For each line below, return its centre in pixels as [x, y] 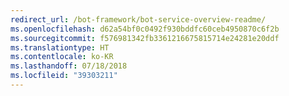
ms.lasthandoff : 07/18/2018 [69, 66]
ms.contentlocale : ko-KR [62, 57]
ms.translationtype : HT [60, 47]
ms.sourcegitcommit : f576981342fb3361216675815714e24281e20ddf [145, 38]
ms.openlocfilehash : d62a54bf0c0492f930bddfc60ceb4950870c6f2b [145, 29]
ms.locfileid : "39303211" [64, 76]
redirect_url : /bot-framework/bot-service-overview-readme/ [138, 19]
